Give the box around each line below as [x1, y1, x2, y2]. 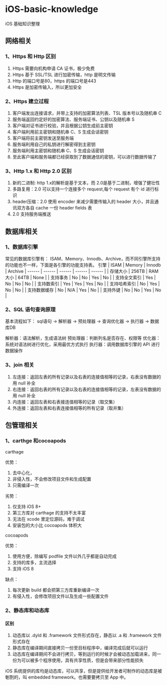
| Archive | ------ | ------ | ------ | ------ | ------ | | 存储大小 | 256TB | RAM [5, 268, 159, 274]
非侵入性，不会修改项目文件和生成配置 [12, 476, 91, 482]
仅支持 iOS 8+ [12, 503, 41, 509]
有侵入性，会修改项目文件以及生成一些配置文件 [12, 593, 109, 599]
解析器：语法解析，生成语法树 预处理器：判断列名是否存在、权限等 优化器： [5, 335, 161, 341]
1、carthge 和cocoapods [5, 437, 66, 444]
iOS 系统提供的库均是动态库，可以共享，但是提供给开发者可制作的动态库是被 [5, 668, 163, 674]
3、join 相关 [5, 361, 34, 368]
